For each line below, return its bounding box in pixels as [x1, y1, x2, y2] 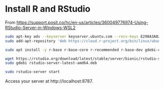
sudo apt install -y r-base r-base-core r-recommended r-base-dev [5, 47, 143, 52]
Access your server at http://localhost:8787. [5, 78, 93, 84]
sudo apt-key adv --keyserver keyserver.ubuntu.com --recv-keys [5, 34, 139, 39]
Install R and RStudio [5, 3, 91, 15]
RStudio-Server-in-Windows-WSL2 [5, 24, 76, 30]
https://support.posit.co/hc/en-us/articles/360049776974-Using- [16, 19, 148, 25]
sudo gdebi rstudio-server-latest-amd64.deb [5, 61, 97, 66]
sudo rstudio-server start [5, 70, 60, 74]
